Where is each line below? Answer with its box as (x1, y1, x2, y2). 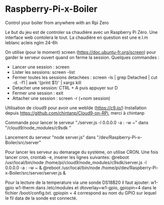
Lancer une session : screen (12, 64, 70, 70)
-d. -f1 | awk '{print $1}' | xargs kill (12, 80, 82, 86)
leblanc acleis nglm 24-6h (5, 39, 58, 45)
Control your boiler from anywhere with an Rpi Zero (5, 20, 109, 26)
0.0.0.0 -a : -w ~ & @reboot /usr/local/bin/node (5, 165, 101, 171)
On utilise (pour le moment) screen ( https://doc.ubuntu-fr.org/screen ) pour (5, 49, 156, 55)
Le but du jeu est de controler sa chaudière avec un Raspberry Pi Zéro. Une (5, 29, 158, 35)
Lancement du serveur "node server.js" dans (5, 134, 96, 140)
